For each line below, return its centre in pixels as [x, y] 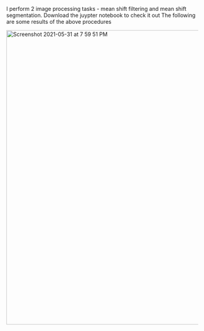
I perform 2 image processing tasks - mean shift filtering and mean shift [97, 9]
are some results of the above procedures [59, 22]
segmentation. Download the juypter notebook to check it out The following [101, 15]
